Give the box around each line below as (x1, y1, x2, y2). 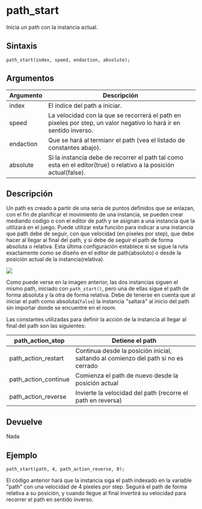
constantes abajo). (47, 143, 101, 152)
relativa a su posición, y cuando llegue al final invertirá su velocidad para (6, 490, 186, 496)
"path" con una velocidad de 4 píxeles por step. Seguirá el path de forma (6, 483, 188, 490)
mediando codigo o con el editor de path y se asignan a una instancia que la (6, 217, 195, 224)
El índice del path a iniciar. (47, 101, 122, 110)
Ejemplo (6, 450, 37, 460)
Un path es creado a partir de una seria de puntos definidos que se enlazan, (6, 205, 195, 212)
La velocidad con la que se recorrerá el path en (47, 111, 182, 119)
